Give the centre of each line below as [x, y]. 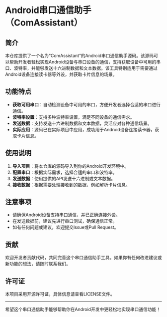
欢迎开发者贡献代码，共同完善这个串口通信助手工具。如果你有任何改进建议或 [83, 258]
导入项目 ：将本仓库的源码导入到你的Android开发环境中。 [71, 166]
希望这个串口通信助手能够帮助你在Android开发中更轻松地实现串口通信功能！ [83, 310]
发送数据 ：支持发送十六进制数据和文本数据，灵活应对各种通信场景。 [82, 123]
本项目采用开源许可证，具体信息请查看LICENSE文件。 [60, 294]
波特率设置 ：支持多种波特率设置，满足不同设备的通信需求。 [73, 117]
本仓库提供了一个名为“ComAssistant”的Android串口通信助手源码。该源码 [80, 56]
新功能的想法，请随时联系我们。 [38, 264]
